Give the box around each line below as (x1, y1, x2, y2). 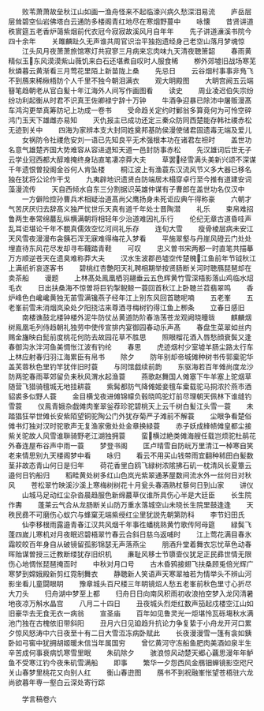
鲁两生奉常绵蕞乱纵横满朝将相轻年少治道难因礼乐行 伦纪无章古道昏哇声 (8, 214, 252, 223)
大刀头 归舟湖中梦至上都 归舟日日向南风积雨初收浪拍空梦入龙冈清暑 (8, 589, 254, 598)
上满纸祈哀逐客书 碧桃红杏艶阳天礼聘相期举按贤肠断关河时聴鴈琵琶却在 (8, 264, 252, 272)
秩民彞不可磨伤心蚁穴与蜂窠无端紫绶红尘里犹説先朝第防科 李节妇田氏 (8, 510, 245, 519)
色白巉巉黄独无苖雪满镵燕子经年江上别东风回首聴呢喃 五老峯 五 (21, 293, 254, 302)
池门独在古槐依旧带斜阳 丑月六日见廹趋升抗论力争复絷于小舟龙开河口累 (8, 619, 252, 627)
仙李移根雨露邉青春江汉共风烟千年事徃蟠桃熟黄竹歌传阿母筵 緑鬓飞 (21, 520, 252, 529)
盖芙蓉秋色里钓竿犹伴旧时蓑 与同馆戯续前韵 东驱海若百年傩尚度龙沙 (8, 362, 254, 371)
